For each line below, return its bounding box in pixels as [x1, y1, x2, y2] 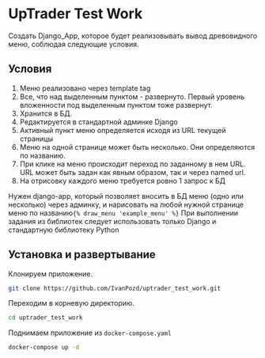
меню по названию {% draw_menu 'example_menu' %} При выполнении [8, 208, 239, 218]
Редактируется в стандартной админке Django [19, 116, 178, 127]
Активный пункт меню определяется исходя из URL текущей [19, 125, 226, 135]
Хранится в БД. [19, 109, 73, 118]
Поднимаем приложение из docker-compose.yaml [8, 328, 172, 337]
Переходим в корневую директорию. [8, 299, 134, 308]
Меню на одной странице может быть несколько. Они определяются [19, 142, 256, 151]
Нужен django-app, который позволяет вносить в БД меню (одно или [8, 191, 244, 200]
